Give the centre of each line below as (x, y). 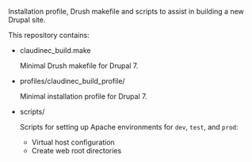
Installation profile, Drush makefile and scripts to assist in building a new (126, 11)
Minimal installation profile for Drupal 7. (83, 96)
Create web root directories (76, 151)
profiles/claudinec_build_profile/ (72, 81)
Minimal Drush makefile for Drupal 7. (79, 66)
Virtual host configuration (73, 142)
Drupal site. (27, 20)
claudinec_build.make (55, 50)
